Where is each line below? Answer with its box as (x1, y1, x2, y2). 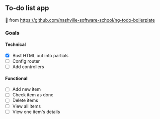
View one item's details (12, 109, 61, 115)
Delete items (12, 97, 38, 103)
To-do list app (5, 4, 49, 12)
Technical (5, 41, 26, 47)
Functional (5, 75, 28, 81)
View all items (12, 103, 41, 109)
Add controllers (12, 64, 44, 70)
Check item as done (12, 92, 54, 98)
